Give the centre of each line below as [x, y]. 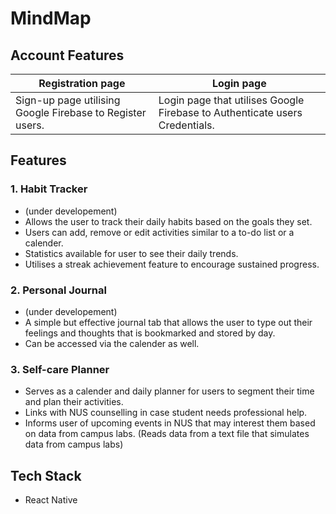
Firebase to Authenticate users [230, 112]
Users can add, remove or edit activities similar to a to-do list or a [159, 232]
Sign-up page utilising [68, 100]
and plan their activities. [74, 402]
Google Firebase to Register [81, 112]
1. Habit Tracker [49, 189]
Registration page [82, 83]
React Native [51, 500]
